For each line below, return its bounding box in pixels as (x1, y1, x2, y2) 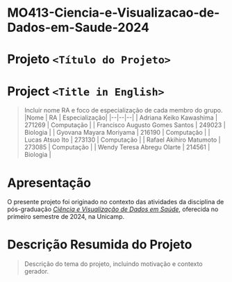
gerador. (24, 267, 49, 276)
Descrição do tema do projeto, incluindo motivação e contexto (24, 260, 203, 268)
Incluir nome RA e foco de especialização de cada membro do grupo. (24, 106, 223, 115)
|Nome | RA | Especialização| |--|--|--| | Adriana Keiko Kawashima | (24, 113, 217, 122)
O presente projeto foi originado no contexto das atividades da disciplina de (7, 198, 224, 206)
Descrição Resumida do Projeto (7, 237, 192, 253)
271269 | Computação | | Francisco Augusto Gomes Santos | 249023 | (24, 121, 226, 129)
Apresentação (7, 175, 92, 190)
